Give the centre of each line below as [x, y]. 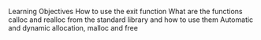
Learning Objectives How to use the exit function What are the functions [125, 11]
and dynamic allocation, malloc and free [73, 28]
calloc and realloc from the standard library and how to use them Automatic [131, 20]
